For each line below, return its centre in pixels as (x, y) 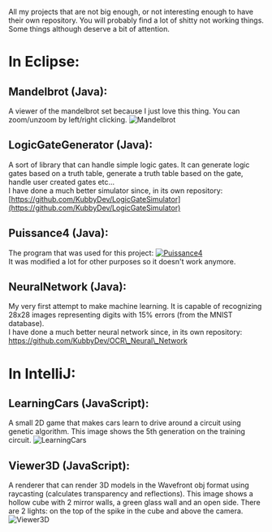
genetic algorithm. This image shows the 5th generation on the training (127, 431)
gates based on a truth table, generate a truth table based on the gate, (126, 173)
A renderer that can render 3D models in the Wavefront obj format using (129, 485)
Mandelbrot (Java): (58, 91)
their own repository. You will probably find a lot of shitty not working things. (136, 20)
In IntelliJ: (42, 373)
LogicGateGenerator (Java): (80, 145)
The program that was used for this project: (81, 253)
